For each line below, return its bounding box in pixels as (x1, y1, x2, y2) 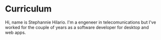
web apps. (5, 29, 26, 35)
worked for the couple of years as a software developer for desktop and (5, 24, 149, 30)
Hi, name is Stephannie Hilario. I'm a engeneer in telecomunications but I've (5, 19, 156, 25)
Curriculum (5, 3, 52, 14)
